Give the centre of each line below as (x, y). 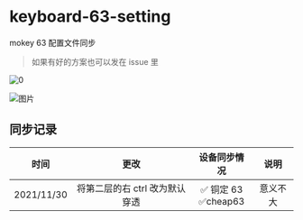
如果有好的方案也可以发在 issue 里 (95, 61)
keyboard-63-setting (90, 17)
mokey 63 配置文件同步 (53, 42)
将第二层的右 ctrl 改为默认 (131, 188)
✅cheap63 (221, 201)
